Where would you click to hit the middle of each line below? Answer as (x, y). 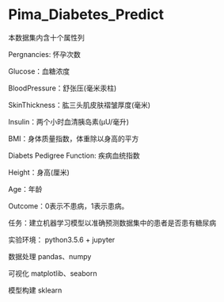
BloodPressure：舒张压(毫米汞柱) (63, 88)
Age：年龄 (25, 189)
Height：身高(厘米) (39, 172)
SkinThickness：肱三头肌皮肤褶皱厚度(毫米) (80, 105)
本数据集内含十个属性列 (46, 37)
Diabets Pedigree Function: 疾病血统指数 (74, 155)
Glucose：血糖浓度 (39, 71)
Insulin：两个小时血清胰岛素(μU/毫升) (68, 121)
